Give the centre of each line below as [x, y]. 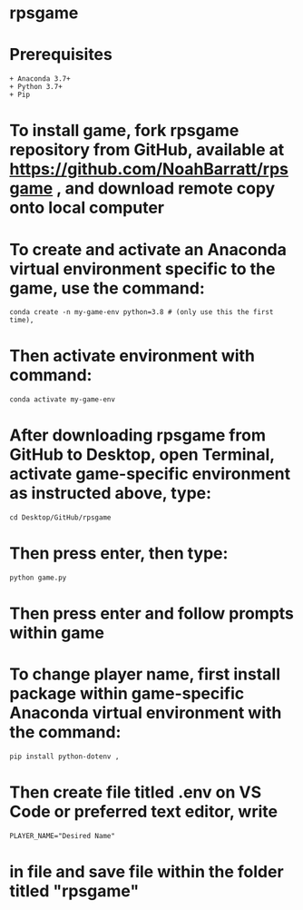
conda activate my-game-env [63, 400]
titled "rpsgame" [74, 891]
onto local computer [87, 208]
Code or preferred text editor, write [144, 812]
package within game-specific [127, 694]
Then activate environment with [132, 356]
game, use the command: [108, 288]
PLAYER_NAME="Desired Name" [63, 836]
